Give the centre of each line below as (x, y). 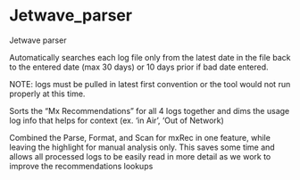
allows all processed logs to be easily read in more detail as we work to (140, 156)
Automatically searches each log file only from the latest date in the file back (150, 57)
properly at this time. (47, 94)
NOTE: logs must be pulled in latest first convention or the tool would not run (150, 84)
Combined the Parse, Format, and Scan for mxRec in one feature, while (140, 137)
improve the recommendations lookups (81, 166)
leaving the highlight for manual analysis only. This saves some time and (142, 147)
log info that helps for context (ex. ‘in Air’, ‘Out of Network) (117, 120)
